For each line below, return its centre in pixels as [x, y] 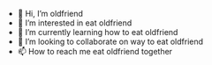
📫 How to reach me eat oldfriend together [95, 51]
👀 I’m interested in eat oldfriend [75, 23]
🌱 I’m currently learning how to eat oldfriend [98, 32]
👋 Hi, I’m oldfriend [50, 14]
